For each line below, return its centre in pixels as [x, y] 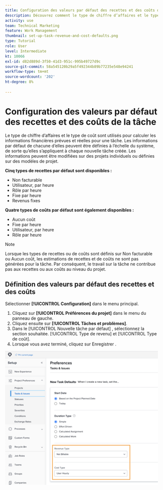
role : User [16, 46]
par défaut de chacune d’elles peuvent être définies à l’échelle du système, [80, 146]
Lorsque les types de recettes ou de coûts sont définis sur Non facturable [79, 253]
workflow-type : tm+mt [27, 72]
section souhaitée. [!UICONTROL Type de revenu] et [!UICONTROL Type [84, 334]
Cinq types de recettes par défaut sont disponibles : [59, 170]
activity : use [19, 20]
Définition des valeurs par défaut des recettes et [80, 285]
